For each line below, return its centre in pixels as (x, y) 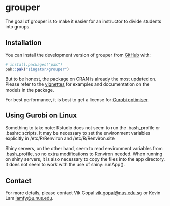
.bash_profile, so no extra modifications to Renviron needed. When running (84, 154)
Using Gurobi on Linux (41, 115)
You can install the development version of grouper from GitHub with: (78, 55)
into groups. (18, 26)
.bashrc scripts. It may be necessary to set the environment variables (78, 133)
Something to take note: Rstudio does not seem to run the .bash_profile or (83, 128)
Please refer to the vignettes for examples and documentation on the (77, 84)
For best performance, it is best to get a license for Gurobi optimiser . (77, 99)
